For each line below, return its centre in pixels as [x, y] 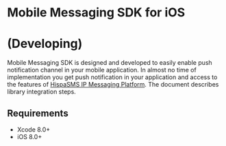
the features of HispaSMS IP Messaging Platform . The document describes [113, 85]
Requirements [38, 113]
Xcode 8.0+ [34, 129]
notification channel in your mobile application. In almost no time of [102, 70]
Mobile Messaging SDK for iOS [96, 13]
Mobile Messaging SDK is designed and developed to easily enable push [110, 63]
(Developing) [45, 44]
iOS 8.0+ [29, 136]
